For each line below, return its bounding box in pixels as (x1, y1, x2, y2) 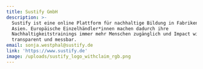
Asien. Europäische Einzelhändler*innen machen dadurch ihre (11, 25, 169, 32)
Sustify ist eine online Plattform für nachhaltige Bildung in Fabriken (11, 20, 199, 26)
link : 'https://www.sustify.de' (6, 48, 88, 54)
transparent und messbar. (11, 37, 77, 43)
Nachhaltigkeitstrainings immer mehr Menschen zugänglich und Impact (11, 31, 190, 37)
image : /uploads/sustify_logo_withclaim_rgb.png (6, 53, 131, 59)
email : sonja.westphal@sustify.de (6, 43, 94, 49)
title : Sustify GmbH (6, 8, 59, 15)
